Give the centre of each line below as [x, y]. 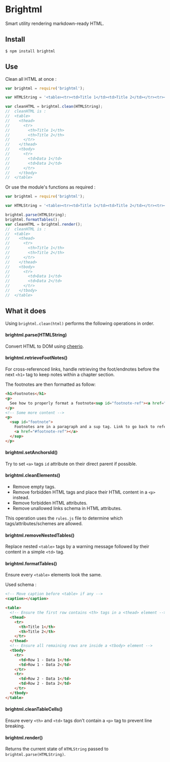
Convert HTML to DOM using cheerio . [45, 346]
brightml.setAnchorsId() [32, 452]
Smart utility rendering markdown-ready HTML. [55, 23]
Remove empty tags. [34, 487]
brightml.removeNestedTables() [40, 535]
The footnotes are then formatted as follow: [51, 384]
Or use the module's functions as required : [51, 187]
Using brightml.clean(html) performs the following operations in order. [80, 323]
